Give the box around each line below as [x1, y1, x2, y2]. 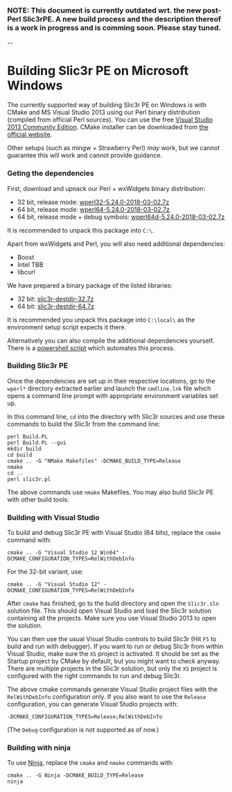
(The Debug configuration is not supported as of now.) [7, 725, 159, 734]
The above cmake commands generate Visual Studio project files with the [7, 685, 218, 693]
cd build [7, 451, 33, 459]
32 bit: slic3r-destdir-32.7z [17, 295, 94, 303]
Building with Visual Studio [7, 513, 100, 522]
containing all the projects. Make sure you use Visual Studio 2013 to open [7, 614, 217, 622]
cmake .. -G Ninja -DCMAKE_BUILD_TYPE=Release [7, 772, 144, 779]
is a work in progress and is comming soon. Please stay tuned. [7, 23, 222, 33]
